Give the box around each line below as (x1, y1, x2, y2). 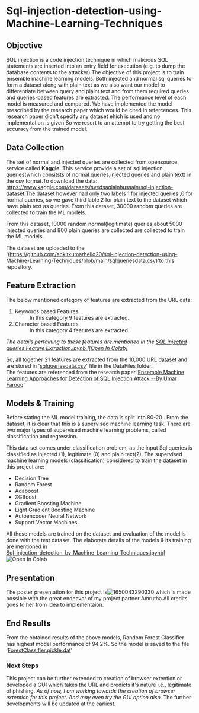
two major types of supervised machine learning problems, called (6, 426, 166, 434)
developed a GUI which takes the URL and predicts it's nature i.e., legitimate (6, 681, 192, 689)
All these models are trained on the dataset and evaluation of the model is (6, 530, 186, 537)
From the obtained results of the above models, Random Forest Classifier (6, 634, 185, 641)
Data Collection (6, 142, 65, 152)
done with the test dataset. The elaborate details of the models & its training (6, 537, 191, 544)
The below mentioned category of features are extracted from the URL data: (6, 296, 192, 303)
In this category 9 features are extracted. (29, 314, 130, 321)
